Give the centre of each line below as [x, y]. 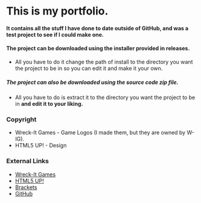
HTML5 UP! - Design [41, 146]
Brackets [26, 187]
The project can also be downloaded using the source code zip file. [92, 82]
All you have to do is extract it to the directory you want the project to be [105, 97]
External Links [28, 161]
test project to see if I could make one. [55, 34]
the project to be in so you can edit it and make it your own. [89, 68]
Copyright [21, 119]
